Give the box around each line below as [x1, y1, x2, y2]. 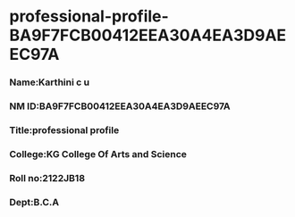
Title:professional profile [9, 123, 120, 136]
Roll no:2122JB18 [9, 171, 86, 184]
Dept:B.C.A [9, 196, 60, 208]
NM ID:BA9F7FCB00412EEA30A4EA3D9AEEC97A [9, 100, 231, 113]
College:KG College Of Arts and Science [9, 147, 188, 160]
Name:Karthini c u [9, 76, 90, 88]
